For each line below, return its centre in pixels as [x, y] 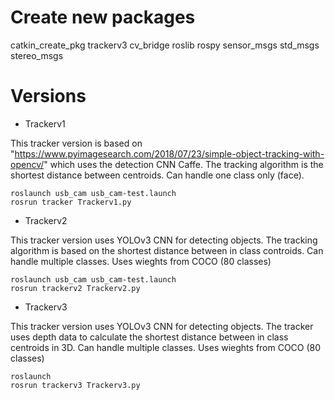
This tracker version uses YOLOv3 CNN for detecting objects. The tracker [162, 326]
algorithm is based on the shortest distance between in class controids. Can [167, 250]
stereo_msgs [37, 55]
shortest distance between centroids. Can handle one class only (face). [157, 175]
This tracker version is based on [76, 143]
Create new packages [103, 17]
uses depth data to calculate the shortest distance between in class [149, 337]
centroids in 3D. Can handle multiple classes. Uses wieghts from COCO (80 [166, 347]
